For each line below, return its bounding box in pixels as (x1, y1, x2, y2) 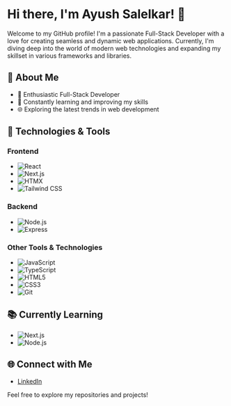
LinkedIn (17, 377, 42, 385)
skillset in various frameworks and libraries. (7, 52, 132, 60)
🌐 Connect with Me (7, 359, 93, 370)
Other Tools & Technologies (7, 242, 103, 252)
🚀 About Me (7, 72, 59, 84)
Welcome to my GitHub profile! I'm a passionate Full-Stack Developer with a (7, 29, 225, 38)
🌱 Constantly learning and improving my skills (17, 97, 148, 106)
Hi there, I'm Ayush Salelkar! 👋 (7, 6, 186, 22)
